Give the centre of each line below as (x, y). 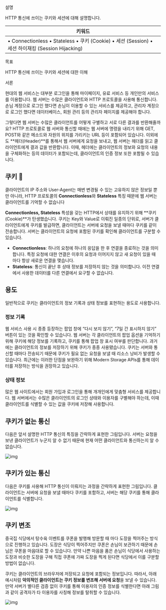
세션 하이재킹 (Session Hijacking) (45, 48)
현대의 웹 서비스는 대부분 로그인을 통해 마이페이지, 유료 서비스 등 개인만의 (76, 93)
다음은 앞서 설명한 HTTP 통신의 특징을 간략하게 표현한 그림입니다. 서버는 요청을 (81, 434)
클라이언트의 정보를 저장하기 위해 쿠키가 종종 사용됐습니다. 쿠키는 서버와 (83, 347)
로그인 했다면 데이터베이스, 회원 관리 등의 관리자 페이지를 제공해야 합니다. (81, 112)
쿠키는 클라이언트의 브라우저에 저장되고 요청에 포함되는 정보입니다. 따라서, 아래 (81, 574)
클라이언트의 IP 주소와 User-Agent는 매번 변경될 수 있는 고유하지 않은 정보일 (79, 190)
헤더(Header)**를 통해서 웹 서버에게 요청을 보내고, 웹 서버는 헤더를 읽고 (84, 141)
